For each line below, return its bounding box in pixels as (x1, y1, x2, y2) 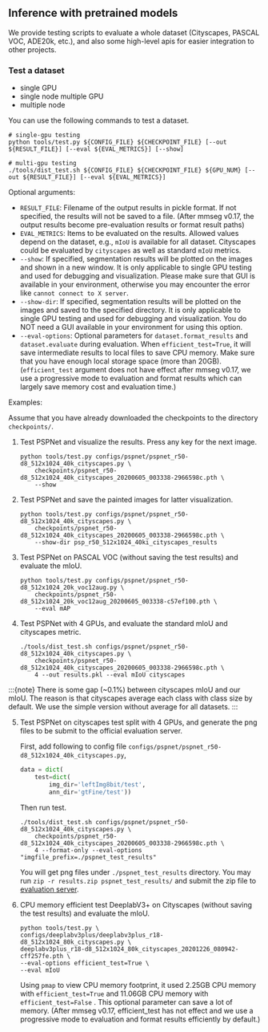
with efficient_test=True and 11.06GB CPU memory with (19, 989, 209, 998)
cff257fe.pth (19, 952, 64, 960)
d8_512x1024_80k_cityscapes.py (19, 938, 125, 946)
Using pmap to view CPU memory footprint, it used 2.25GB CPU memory (19, 980, 257, 989)
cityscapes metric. (19, 628, 82, 637)
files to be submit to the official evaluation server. (19, 726, 182, 736)
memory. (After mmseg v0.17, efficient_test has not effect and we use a (19, 1006, 254, 1015)
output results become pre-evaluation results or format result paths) (19, 220, 246, 230)
